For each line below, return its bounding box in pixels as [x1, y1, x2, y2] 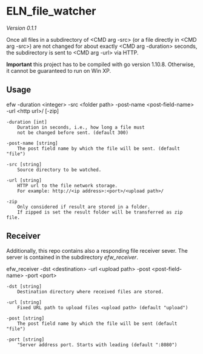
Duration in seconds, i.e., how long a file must [17, 124, 145, 130]
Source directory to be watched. [17, 167, 102, 173]
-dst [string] [6, 283, 42, 289]
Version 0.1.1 [6, 24, 37, 32]
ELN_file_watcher [6, 4, 96, 18]
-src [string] [6, 161, 42, 167]
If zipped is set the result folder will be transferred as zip [17, 209, 183, 215]
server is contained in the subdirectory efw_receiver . [6, 253, 138, 261]
